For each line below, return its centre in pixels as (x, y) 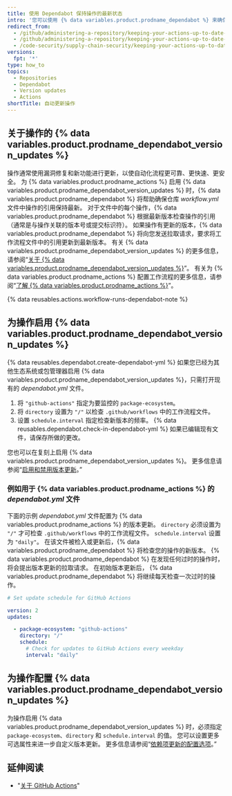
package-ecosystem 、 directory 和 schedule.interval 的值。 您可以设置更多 (113, 735)
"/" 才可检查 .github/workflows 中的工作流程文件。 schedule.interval (107, 533)
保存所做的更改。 (60, 437)
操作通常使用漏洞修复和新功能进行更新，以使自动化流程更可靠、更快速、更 (113, 173)
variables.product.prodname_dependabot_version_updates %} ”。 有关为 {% (115, 268)
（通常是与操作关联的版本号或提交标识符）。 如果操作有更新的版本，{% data (115, 225)
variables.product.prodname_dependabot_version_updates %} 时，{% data (114, 190)
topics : (18, 71)
